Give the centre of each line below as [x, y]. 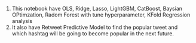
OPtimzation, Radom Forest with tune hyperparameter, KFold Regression [101, 15]
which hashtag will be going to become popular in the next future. [93, 34]
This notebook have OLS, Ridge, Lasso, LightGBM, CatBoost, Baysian [97, 9]
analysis [22, 21]
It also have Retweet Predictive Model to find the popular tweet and [95, 27]
